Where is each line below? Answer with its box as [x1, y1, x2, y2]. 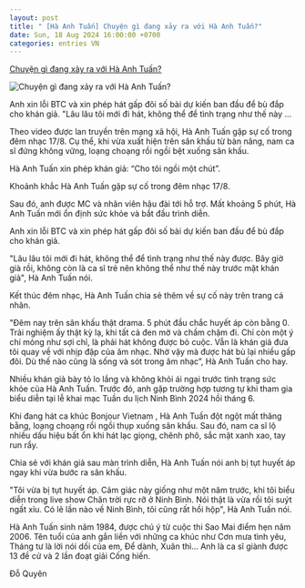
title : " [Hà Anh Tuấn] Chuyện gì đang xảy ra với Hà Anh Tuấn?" [9, 22, 262, 31]
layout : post [9, 13, 59, 23]
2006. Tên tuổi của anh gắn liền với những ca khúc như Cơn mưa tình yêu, [9, 532, 287, 542]
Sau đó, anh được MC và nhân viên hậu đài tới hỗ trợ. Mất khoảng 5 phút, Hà [9, 198, 297, 209]
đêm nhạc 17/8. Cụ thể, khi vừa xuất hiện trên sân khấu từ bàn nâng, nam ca [9, 136, 295, 147]
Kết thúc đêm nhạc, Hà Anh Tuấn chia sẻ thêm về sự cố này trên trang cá [9, 290, 284, 301]
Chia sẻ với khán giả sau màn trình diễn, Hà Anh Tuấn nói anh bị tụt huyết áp [9, 457, 296, 469]
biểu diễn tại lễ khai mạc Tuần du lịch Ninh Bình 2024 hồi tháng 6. [9, 393, 256, 404]
